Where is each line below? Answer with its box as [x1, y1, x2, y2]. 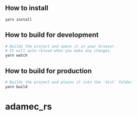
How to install [5, 4, 49, 12]
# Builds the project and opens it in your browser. [5, 44, 117, 49]
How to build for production [5, 67, 92, 75]
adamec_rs [5, 101, 52, 112]
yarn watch [5, 53, 28, 58]
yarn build [5, 84, 28, 89]
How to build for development [5, 31, 99, 39]
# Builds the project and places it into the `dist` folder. [5, 79, 135, 84]
